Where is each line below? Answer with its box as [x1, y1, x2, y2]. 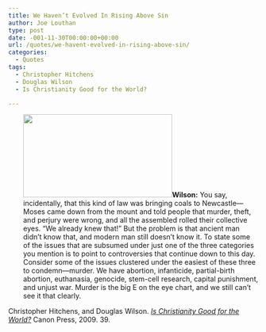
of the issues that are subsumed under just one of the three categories [23, 241, 254, 250]
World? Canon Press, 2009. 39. [8, 315, 111, 325]
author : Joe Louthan [8, 19, 77, 27]
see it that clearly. [23, 291, 82, 301]
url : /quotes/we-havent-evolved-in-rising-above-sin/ [8, 41, 191, 49]
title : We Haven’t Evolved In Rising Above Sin [8, 11, 169, 20]
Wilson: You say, [172, 190, 228, 200]
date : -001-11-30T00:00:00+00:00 [8, 33, 119, 42]
